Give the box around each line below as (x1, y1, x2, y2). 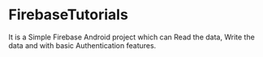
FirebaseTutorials (8, 6, 128, 24)
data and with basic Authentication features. (8, 40, 157, 50)
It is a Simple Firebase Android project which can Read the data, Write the (8, 32, 256, 42)
